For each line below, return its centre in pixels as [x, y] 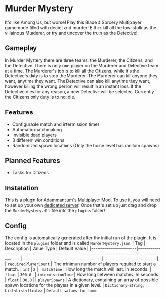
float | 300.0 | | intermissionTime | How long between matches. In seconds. [82, 275]
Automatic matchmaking [37, 129]
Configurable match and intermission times [56, 124]
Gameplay [21, 48]
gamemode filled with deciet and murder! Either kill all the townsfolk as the [81, 27]
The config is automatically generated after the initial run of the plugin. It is [81, 238]
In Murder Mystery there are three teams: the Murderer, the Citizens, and [79, 60]
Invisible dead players [34, 135]
